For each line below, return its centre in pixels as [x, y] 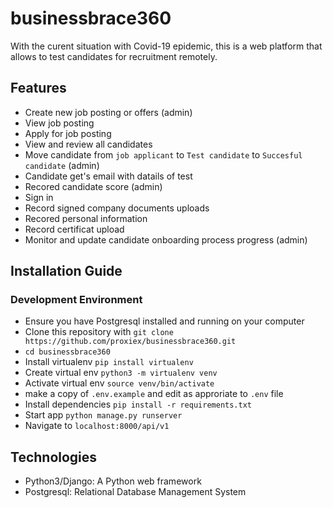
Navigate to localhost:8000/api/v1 [97, 426]
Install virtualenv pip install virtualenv [109, 362]
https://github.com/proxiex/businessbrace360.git [130, 342]
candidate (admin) [62, 165]
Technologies [54, 457]
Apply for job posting [68, 133]
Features [38, 88]
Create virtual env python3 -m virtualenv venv [121, 373]
